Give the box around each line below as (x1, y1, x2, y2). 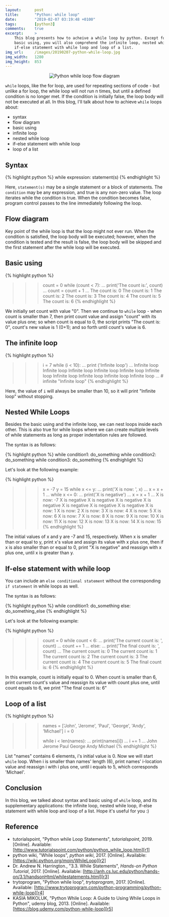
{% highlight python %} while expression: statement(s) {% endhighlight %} (5, 174, 160, 180)
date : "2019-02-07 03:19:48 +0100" (5, 17, 96, 22)
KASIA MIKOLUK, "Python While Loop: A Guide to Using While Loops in (12, 895, 160, 901)
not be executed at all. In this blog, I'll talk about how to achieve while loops (5, 99, 162, 105)
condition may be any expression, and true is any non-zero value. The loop (5, 189, 161, 196)
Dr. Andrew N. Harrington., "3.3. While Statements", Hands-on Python (12, 862, 157, 869)
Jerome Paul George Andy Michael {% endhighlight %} (42, 743, 157, 749)
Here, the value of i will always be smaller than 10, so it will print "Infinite (5, 388, 156, 394)
